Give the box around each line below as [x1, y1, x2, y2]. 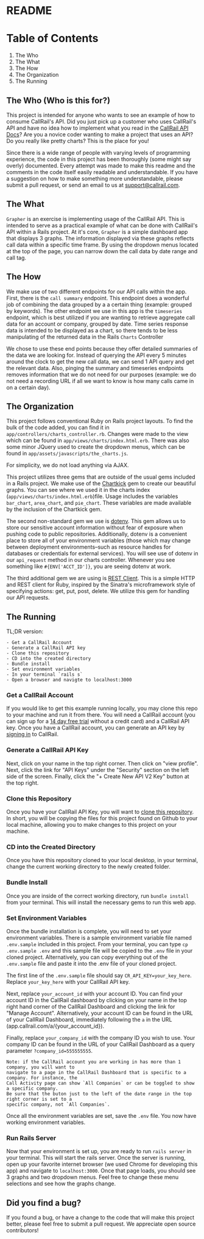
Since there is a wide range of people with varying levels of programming [6, 149, 191, 156]
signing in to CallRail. [6, 731, 59, 738]
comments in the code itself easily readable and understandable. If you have [6, 168, 199, 175]
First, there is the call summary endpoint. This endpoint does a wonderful [6, 294, 190, 301]
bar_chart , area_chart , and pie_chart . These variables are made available [6, 499, 192, 507]
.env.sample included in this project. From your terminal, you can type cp [6, 940, 188, 947]
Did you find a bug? [6, 1198, 82, 1208]
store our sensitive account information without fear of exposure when [6, 524, 183, 532]
